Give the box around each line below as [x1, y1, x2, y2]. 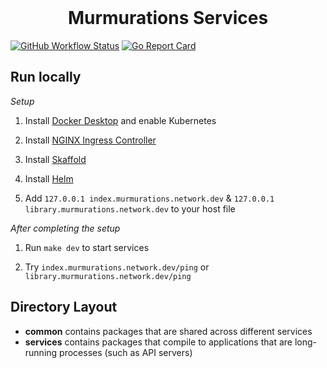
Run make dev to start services [24, 241, 150, 253]
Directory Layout [10, 299, 118, 316]
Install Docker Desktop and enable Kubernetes [24, 114, 217, 126]
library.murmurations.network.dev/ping [24, 271, 192, 281]
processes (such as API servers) [59, 346, 193, 358]
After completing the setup [10, 222, 121, 234]
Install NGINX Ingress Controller [24, 134, 157, 146]
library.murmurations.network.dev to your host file [24, 202, 236, 215]
